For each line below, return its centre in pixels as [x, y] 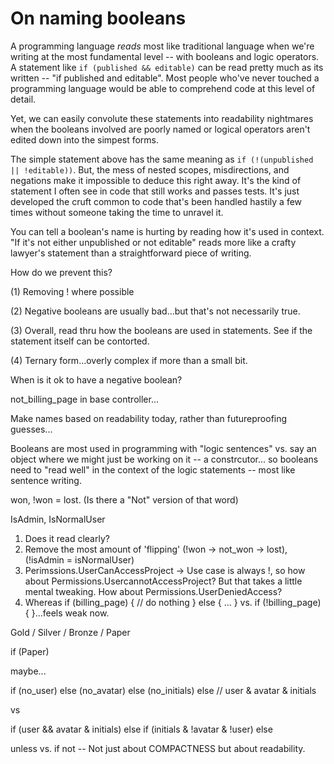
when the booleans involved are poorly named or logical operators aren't [160, 129]
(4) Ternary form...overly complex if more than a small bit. [129, 360]
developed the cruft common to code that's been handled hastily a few [156, 201]
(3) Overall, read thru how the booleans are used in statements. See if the [161, 330]
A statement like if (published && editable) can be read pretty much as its [167, 67]
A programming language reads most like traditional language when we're [162, 46]
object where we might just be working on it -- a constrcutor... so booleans [164, 459]
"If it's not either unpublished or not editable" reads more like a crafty [153, 242]
